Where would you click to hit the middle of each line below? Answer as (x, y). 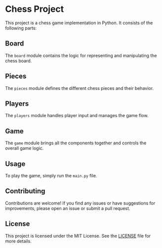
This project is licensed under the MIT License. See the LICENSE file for (78, 236)
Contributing (25, 191)
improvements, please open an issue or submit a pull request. (68, 208)
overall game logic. (24, 148)
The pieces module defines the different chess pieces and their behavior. (80, 88)
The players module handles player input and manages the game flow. (77, 116)
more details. (19, 241)
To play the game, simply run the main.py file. (51, 176)
